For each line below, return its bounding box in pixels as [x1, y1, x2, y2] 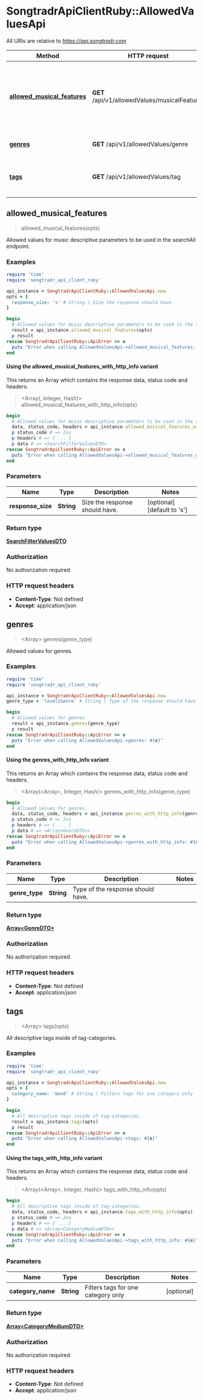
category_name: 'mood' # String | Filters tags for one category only [11, 1091, 193, 1097]
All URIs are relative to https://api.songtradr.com [6, 37, 127, 44]
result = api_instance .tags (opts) [11, 1119, 98, 1125]
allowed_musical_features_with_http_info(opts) [21, 401, 138, 408]
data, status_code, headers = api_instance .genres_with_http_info [11, 811, 182, 817]
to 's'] [171, 505, 188, 514]
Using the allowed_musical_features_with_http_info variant [6, 363, 158, 370]
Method [36, 52, 59, 60]
